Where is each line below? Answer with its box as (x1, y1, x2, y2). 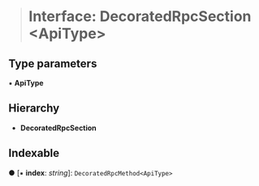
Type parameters (8, 57, 97, 70)
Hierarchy (8, 101, 60, 116)
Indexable (8, 146, 60, 160)
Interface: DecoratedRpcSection (28, 7, 252, 26)
